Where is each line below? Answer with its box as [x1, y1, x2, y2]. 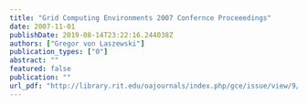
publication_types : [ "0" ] [9, 47, 108, 57]
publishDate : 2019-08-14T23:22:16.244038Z [9, 30, 174, 39]
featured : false [9, 65, 71, 74]
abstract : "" [9, 56, 59, 65]
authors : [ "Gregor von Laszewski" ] [9, 38, 145, 48]
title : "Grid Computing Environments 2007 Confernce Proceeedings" [9, 13, 272, 23]
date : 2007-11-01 [9, 22, 76, 31]
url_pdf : [9, 81, 43, 90]
